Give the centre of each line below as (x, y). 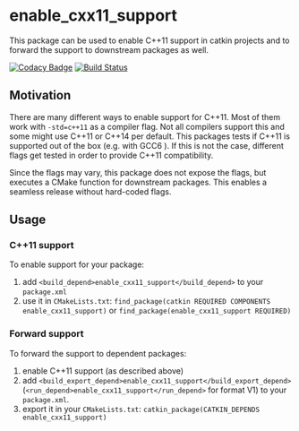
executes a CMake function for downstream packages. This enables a (138, 182)
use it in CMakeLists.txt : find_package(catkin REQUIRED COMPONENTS (146, 301)
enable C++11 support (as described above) (103, 371)
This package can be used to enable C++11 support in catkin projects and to (149, 40)
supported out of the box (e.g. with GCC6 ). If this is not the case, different (147, 145)
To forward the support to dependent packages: (98, 353)
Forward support (47, 334)
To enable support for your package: (77, 264)
